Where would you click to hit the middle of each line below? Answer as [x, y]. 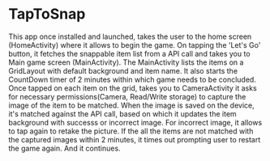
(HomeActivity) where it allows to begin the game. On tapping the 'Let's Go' [135, 44]
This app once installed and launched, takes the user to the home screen [130, 36]
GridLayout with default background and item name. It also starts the [123, 70]
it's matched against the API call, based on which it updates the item [122, 113]
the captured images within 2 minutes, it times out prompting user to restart [135, 139]
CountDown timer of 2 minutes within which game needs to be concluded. [133, 79]
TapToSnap [47, 14]
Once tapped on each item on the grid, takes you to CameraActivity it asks [133, 88]
